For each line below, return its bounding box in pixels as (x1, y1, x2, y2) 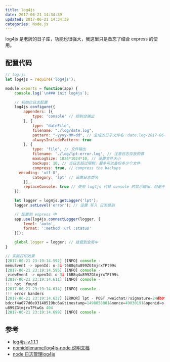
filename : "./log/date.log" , (32, 128, 94, 133)
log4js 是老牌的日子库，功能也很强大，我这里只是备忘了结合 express (5, 36, 148, 42)
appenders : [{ (23, 109, 53, 114)
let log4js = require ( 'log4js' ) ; (5, 77, 76, 82)
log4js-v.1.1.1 (12, 339, 38, 345)
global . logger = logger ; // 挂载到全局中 (14, 240, 99, 245)
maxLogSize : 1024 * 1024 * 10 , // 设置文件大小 (32, 156, 121, 162)
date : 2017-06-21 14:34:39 (5, 12, 62, 17)
